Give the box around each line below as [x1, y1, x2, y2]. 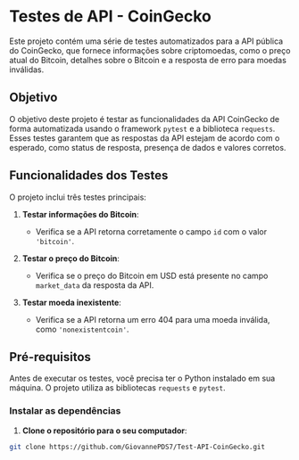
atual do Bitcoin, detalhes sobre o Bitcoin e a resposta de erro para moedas [9, 54, 287, 65]
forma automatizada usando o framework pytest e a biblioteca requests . [9, 123, 276, 134]
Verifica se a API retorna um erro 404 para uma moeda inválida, [35, 314, 270, 324]
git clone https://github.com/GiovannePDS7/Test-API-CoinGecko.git [9, 442, 266, 451]
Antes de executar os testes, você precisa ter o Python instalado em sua [9, 373, 276, 384]
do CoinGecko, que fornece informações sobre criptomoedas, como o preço [9, 45, 291, 55]
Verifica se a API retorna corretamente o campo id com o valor [35, 226, 268, 237]
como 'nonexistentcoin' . [35, 324, 129, 334]
